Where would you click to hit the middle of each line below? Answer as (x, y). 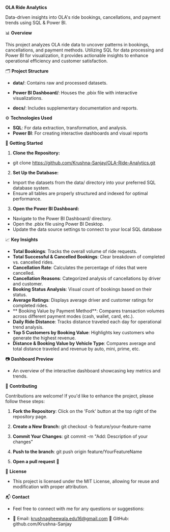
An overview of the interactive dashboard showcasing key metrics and (87, 371)
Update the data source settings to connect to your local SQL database (87, 229)
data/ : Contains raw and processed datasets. (60, 83)
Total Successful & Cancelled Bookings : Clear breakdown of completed (89, 257)
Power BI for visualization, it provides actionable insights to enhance (77, 55)
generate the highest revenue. (44, 338)
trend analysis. (28, 327)
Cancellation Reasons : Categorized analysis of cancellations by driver (87, 278)
